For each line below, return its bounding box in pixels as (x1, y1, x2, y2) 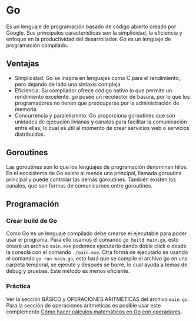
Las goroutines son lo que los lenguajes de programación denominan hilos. (6, 163, 188, 170)
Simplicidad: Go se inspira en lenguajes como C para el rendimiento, (14, 74, 181, 81)
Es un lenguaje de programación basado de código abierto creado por (6, 23, 177, 30)
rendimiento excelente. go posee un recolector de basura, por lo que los (14, 93, 190, 100)
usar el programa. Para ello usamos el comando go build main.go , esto (6, 236, 179, 243)
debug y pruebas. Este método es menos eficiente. (6, 267, 130, 275)
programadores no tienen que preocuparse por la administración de (14, 99, 180, 106)
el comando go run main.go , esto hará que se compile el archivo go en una (6, 255, 188, 262)
